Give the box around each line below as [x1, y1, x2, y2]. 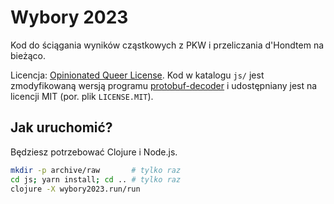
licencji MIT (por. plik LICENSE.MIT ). [10, 90, 154, 102]
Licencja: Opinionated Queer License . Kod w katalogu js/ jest [10, 69, 265, 81]
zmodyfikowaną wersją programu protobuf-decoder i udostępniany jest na [10, 79, 318, 91]
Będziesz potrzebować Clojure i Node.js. [10, 146, 178, 158]
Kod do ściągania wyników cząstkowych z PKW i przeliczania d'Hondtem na [10, 39, 325, 51]
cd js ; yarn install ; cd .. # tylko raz [10, 174, 182, 185]
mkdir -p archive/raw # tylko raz [10, 165, 182, 175]
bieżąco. [10, 49, 46, 61]
